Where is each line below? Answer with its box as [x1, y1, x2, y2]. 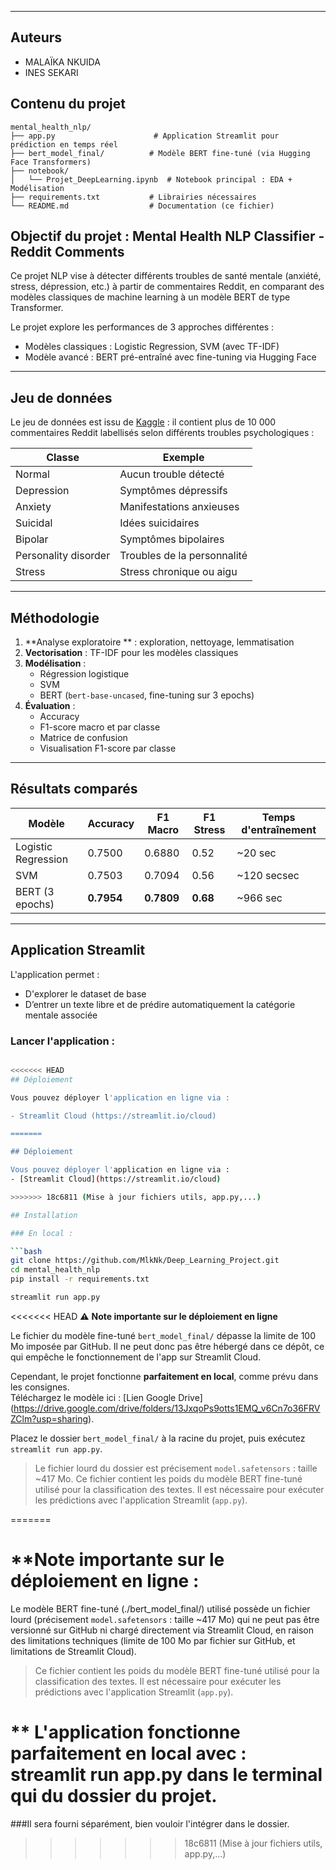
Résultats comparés [10, 781, 138, 798]
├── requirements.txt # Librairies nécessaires [10, 192, 257, 202]
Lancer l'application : [10, 1034, 116, 1048]
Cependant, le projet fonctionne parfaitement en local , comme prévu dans [10, 1370, 319, 1382]
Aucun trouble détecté [119, 467, 225, 481]
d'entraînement [241, 822, 317, 836]
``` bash [10, 1246, 43, 1256]
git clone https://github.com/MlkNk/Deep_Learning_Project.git [10, 1256, 280, 1266]
